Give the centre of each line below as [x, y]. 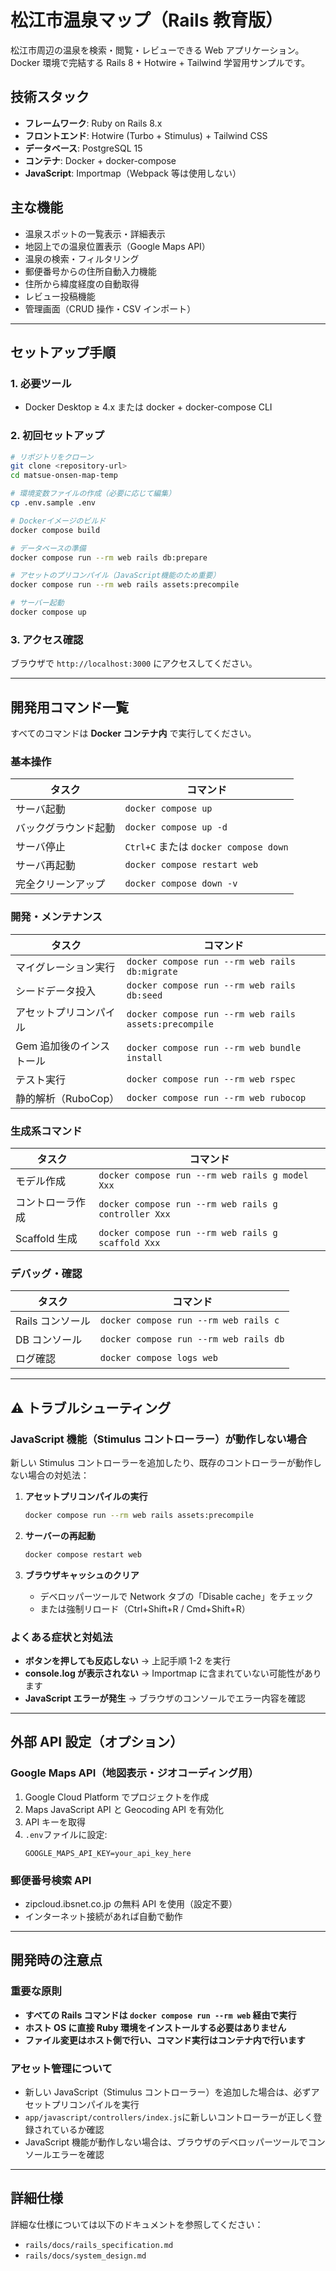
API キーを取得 [55, 1822]
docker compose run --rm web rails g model [203, 1175]
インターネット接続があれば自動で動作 [103, 1916]
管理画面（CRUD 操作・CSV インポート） [110, 308]
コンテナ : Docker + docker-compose [100, 160]
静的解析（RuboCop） [67, 1098]
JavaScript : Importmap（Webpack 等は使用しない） [133, 173]
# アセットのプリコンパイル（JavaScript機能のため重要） [115, 576]
